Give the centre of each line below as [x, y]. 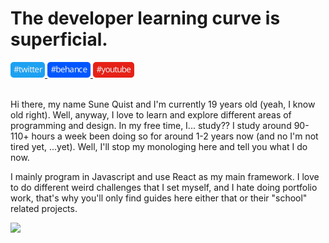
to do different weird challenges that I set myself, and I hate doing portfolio [164, 187]
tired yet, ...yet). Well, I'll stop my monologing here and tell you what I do [159, 146]
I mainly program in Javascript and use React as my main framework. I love [165, 176]
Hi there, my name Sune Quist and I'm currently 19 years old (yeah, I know [163, 104]
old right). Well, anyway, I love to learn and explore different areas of [151, 114]
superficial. [59, 39]
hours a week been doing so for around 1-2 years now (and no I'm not [175, 136]
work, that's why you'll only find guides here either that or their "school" [159, 198]
